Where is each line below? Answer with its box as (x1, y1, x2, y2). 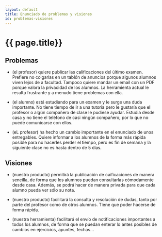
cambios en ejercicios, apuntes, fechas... (12, 227, 94, 233)
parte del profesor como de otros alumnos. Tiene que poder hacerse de (12, 202, 156, 208)
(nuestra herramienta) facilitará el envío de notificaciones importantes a (12, 217, 156, 222)
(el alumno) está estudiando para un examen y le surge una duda (12, 99, 142, 105)
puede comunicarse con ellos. (12, 120, 73, 126)
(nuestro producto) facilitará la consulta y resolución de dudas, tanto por (12, 197, 158, 203)
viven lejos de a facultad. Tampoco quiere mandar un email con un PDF (12, 80, 155, 85)
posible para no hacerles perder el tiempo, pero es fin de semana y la (12, 139, 151, 146)
